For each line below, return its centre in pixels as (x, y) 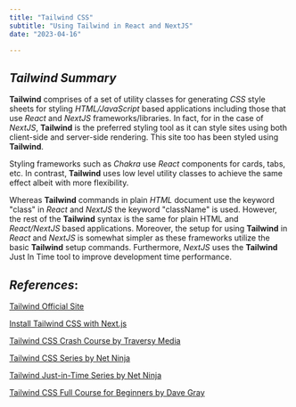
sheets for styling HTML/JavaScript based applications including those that (148, 109)
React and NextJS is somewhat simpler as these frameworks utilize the (140, 238)
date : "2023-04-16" (45, 34)
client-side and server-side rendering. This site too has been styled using (144, 137)
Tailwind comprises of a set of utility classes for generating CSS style (137, 100)
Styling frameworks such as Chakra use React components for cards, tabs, (148, 164)
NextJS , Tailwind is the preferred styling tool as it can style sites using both (148, 128)
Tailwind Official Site (47, 306)
